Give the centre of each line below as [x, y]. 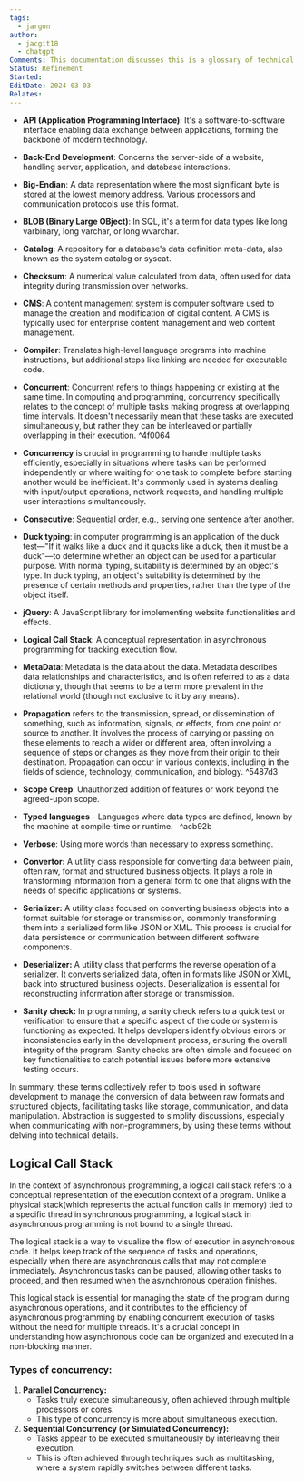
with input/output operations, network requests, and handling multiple [153, 492]
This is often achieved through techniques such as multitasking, [155, 1457]
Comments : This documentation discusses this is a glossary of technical [152, 60]
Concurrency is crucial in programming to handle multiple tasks [142, 452]
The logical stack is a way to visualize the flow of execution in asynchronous [152, 1242]
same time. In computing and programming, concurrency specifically [152, 396]
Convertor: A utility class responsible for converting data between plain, [157, 861]
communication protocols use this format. [100, 203]
